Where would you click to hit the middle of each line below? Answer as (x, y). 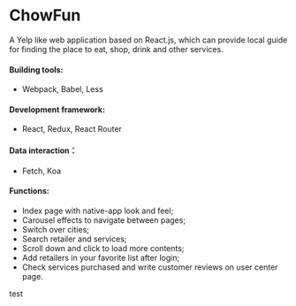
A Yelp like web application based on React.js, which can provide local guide (148, 40)
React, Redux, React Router (72, 129)
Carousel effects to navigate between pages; (104, 220)
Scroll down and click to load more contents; (103, 248)
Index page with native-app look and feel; (98, 210)
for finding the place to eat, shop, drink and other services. (116, 49)
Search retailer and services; (74, 239)
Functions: (30, 191)
